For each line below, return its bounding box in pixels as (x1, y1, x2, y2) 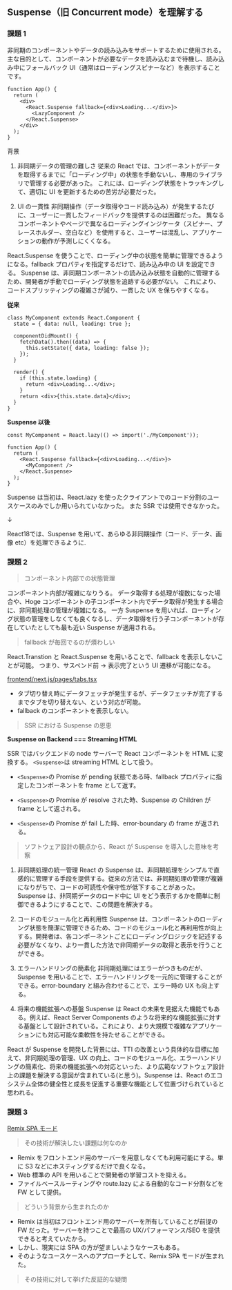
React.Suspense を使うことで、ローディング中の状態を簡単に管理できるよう (7, 251, 224, 260)
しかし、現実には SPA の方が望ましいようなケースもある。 (17, 1243, 184, 1251)
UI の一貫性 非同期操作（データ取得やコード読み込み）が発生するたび (17, 202, 215, 211)
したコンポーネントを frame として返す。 (23, 781, 140, 789)
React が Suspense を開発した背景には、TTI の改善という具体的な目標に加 (7, 1045, 220, 1053)
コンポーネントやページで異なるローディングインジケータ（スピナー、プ (17, 219, 223, 228)
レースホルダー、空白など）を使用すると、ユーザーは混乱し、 (17, 228, 193, 236)
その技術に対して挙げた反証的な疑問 (23, 1276, 128, 1284)
